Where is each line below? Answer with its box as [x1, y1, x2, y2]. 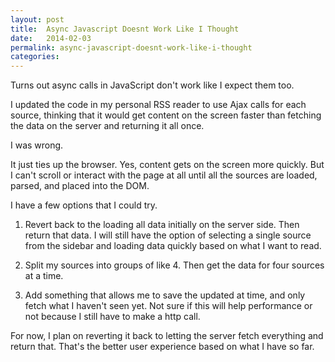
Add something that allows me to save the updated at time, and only [24, 289, 306, 301]
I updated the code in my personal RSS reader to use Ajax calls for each [10, 99, 307, 111]
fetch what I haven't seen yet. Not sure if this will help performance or [24, 300, 313, 312]
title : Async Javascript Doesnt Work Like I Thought [10, 24, 240, 34]
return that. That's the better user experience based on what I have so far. [10, 341, 315, 353]
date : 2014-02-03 [10, 33, 92, 43]
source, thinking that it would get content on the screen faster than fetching [10, 109, 322, 121]
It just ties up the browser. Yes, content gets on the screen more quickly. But [10, 159, 325, 171]
